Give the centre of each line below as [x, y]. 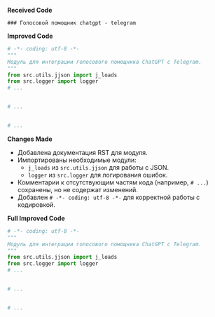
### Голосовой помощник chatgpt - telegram [72, 23]
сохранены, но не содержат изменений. [78, 189]
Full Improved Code [36, 218]
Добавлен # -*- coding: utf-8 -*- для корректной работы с [109, 197]
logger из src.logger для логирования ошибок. [98, 175]
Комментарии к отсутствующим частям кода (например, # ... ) [113, 182]
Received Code [30, 10]
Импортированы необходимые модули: [77, 160]
